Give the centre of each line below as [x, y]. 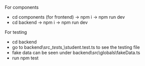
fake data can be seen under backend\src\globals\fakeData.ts [76, 53]
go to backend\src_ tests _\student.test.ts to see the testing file [76, 47]
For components [22, 7]
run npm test [25, 58]
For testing [16, 32]
